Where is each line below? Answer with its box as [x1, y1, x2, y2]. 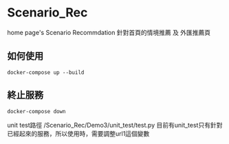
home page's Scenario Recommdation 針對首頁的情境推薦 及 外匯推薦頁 [7, 28, 211, 36]
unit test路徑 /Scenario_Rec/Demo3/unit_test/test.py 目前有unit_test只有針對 [7, 121, 223, 129]
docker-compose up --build [7, 69, 85, 76]
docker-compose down [7, 108, 67, 115]
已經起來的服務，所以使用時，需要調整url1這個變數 [7, 129, 150, 138]
